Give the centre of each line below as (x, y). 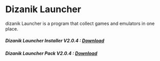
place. (12, 28)
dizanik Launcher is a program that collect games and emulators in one (80, 23)
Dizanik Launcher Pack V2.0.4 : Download (51, 53)
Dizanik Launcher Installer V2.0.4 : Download (55, 40)
